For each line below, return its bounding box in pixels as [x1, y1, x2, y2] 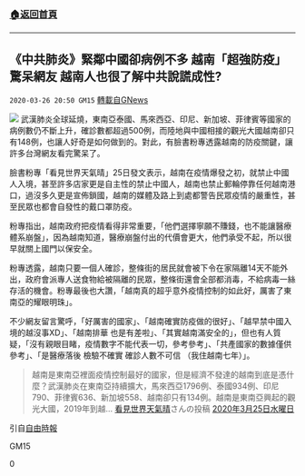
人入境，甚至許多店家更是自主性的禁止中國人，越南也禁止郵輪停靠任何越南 [9, 179, 288, 190]
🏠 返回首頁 [9, 7, 58, 20]
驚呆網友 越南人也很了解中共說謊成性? [9, 68, 222, 84]
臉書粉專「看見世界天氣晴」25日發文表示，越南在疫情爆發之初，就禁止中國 [9, 167, 290, 178]
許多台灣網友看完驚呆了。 [9, 148, 105, 159]
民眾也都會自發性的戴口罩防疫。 [16, 202, 137, 213]
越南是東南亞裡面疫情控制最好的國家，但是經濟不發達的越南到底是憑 [31, 370, 287, 381]
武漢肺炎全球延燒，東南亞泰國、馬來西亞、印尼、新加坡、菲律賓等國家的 [20, 114, 291, 124]
